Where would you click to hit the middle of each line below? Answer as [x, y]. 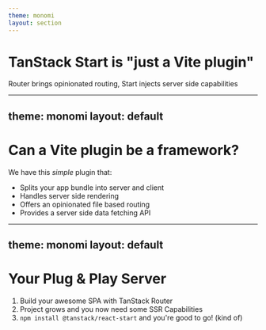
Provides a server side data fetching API [85, 212]
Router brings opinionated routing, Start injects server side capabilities [123, 84]
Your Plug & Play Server [87, 279]
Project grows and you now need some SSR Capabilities [111, 309]
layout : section [35, 23]
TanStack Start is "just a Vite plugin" [131, 62]
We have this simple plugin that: [60, 172]
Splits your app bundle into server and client [92, 188]
